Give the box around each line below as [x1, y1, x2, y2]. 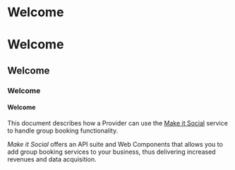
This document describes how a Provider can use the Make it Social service [7, 119, 228, 127]
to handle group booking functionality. [7, 126, 119, 135]
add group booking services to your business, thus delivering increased [7, 147, 217, 156]
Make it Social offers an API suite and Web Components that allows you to [7, 140, 224, 148]
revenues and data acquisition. [7, 154, 97, 163]
